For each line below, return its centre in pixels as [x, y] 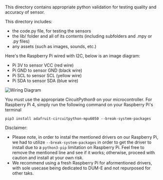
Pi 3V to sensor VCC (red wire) [43, 65]
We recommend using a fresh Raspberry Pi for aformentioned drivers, [82, 163]
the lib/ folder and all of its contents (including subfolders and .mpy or [82, 36]
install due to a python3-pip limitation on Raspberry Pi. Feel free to [78, 147]
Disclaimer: [16, 128]
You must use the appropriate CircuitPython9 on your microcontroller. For [79, 99]
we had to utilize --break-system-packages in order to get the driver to [82, 142]
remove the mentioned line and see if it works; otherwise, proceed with [83, 153]
